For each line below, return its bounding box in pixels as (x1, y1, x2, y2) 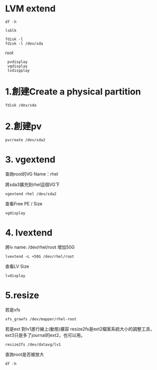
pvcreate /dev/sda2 (5, 137, 46, 142)
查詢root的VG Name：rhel (5, 171, 59, 177)
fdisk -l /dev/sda (5, 41, 43, 46)
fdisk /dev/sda (5, 103, 37, 108)
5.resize (5, 290, 39, 301)
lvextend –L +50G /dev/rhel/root (5, 254, 75, 259)
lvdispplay (7, 68, 30, 73)
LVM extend (5, 3, 56, 14)
